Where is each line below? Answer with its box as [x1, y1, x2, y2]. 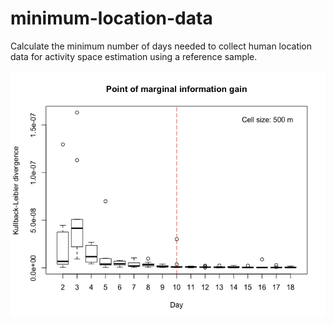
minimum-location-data [10, 7, 213, 30]
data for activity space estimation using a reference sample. [10, 50, 258, 62]
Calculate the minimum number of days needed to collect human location [10, 40, 313, 52]
